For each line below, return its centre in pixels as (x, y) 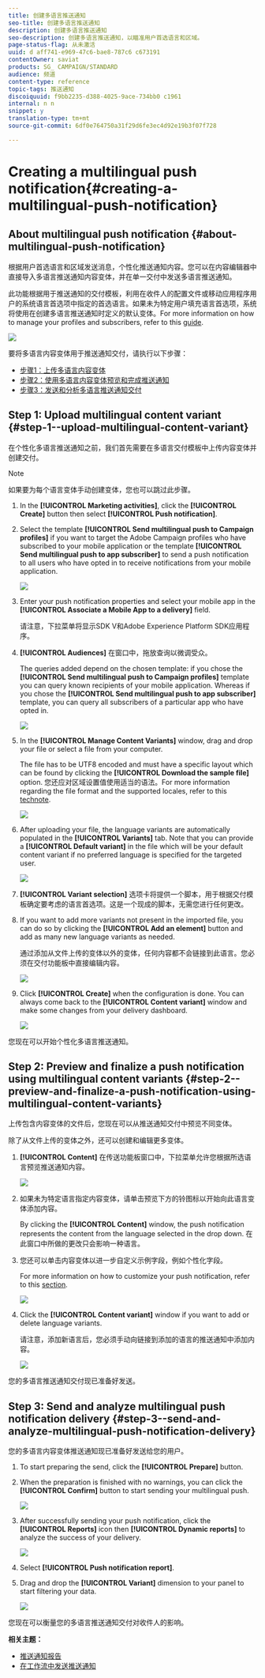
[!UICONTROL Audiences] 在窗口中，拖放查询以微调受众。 (116, 652)
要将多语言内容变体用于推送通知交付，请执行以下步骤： (98, 353)
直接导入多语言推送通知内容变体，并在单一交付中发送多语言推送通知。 (122, 277)
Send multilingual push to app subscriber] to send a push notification (134, 554)
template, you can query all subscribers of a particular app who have (131, 702)
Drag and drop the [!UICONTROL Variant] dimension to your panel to (132, 1583)
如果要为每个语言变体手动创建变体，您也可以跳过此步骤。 (101, 489)
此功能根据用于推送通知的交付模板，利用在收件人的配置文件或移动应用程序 (129, 293)
